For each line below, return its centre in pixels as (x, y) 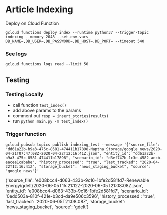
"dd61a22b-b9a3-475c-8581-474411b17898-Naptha (55, 149)
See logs (16, 54)
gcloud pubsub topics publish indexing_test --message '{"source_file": (83, 145)
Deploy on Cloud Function (32, 23)
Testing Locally (24, 94)
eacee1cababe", (21, 162)
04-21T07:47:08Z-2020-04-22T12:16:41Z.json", (53, 154)
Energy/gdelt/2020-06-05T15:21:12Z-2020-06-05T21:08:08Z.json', (74, 186)
